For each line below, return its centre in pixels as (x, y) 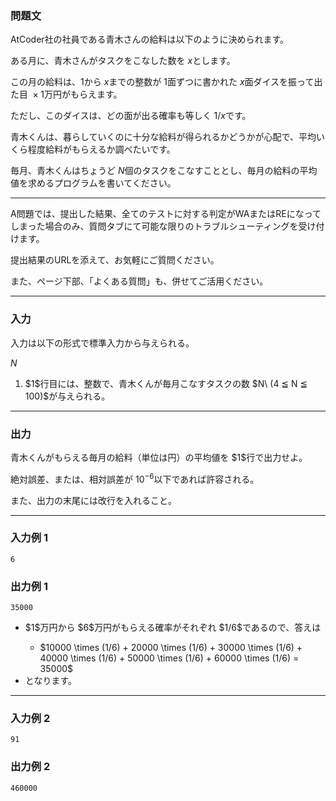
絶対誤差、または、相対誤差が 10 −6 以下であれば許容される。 (135, 478)
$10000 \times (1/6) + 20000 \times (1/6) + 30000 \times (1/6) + (171, 648)
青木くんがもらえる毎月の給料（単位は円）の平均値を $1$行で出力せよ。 (159, 457)
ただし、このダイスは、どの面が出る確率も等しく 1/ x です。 (131, 116)
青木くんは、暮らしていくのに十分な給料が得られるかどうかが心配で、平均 (163, 137)
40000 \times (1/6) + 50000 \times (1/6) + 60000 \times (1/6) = (169, 658)
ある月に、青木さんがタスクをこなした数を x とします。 (123, 61)
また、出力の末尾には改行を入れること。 (93, 500)
